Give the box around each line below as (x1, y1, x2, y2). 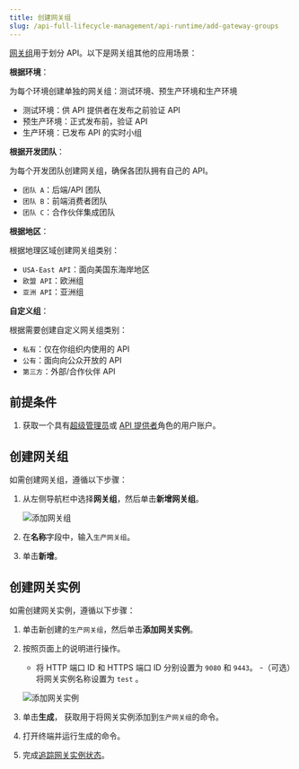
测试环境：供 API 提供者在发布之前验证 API (22, 104, 181, 115)
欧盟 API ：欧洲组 (22, 275, 84, 285)
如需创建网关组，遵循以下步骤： (9, 475, 128, 485)
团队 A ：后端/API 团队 (22, 184, 101, 195)
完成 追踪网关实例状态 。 (22, 749, 110, 760)
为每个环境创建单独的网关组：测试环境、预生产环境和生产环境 (9, 85, 238, 96)
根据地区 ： (9, 225, 49, 236)
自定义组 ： (9, 305, 49, 316)
